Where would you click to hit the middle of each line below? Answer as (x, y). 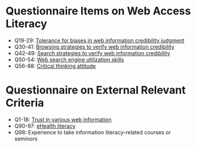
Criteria (25, 103)
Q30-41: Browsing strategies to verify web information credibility (94, 47)
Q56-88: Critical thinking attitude (55, 66)
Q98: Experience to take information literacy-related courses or (92, 132)
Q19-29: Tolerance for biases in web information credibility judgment (99, 40)
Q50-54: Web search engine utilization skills (69, 59)
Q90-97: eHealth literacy (45, 126)
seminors (26, 139)
